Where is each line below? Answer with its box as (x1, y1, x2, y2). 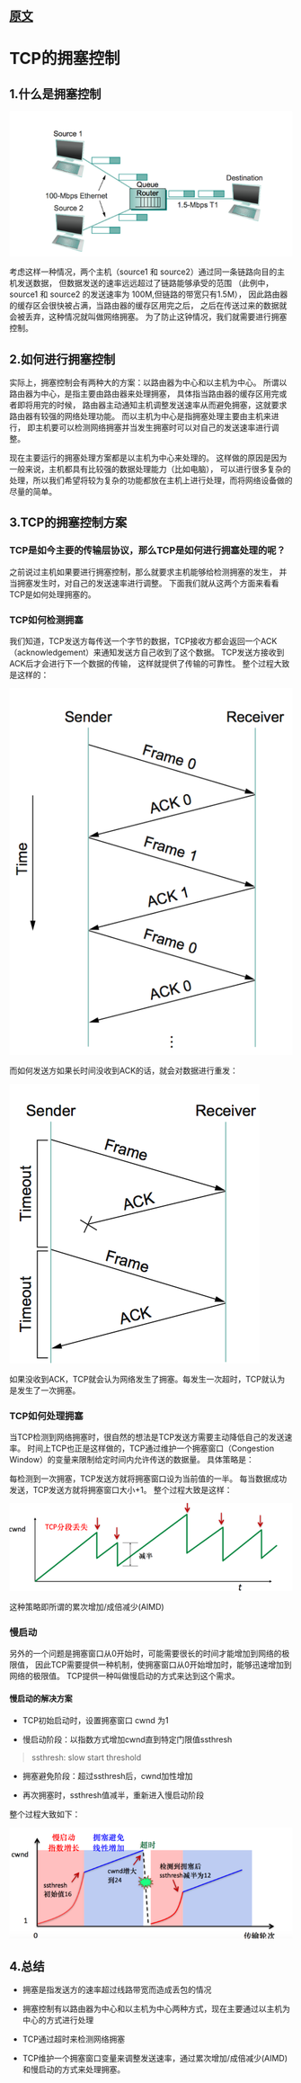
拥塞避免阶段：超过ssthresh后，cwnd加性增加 (22, 1770, 193, 1781)
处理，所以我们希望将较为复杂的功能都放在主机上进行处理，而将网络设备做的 (9, 475, 293, 486)
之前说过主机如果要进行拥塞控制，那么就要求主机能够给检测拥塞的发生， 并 (9, 566, 288, 577)
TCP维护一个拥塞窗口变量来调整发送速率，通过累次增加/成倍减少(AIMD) (22, 2053, 288, 2064)
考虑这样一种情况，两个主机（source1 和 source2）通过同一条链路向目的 (9, 266, 278, 277)
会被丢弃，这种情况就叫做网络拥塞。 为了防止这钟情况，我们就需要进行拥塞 (9, 311, 288, 322)
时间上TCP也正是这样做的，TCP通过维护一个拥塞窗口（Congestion (26, 1443, 275, 1454)
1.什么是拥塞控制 (9, 86, 102, 102)
